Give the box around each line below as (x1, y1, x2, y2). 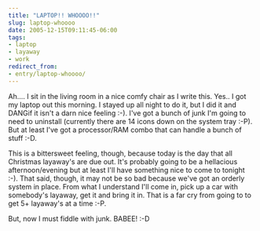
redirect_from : (8, 63, 58, 71)
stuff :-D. (8, 133, 37, 142)
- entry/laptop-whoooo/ (8, 70, 86, 78)
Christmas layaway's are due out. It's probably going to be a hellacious (8, 156, 238, 166)
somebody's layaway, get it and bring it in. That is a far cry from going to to (8, 190, 251, 200)
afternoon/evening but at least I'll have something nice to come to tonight (8, 165, 245, 174)
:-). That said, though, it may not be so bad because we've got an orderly (8, 174, 245, 183)
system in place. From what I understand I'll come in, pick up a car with (8, 181, 238, 191)
